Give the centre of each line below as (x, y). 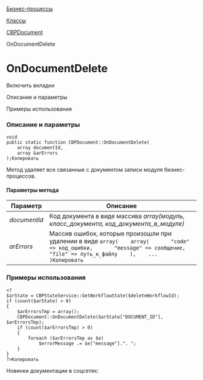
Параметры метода (33, 190)
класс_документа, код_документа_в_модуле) (117, 224)
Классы (16, 20)
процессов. (21, 176)
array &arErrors (38, 153)
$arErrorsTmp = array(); (48, 311)
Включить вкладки (31, 85)
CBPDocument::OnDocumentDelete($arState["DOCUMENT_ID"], (90, 317)
